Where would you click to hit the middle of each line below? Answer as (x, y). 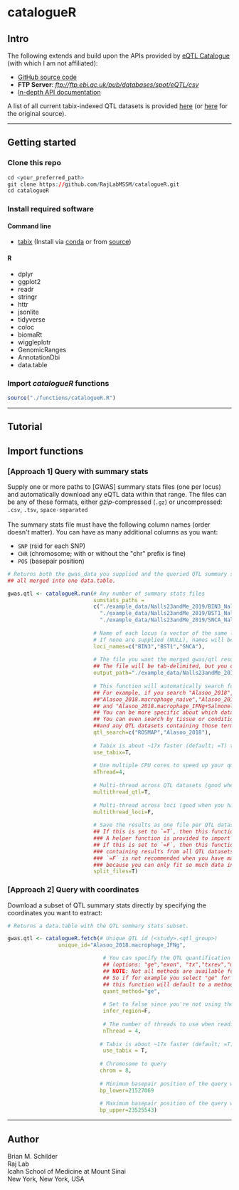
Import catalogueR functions (58, 383)
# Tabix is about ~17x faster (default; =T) (160, 746)
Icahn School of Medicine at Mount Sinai (67, 1171)
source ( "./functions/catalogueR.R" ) (62, 398)
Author (23, 1139)
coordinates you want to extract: (55, 912)
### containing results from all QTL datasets (164, 851)
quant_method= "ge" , (132, 991)
